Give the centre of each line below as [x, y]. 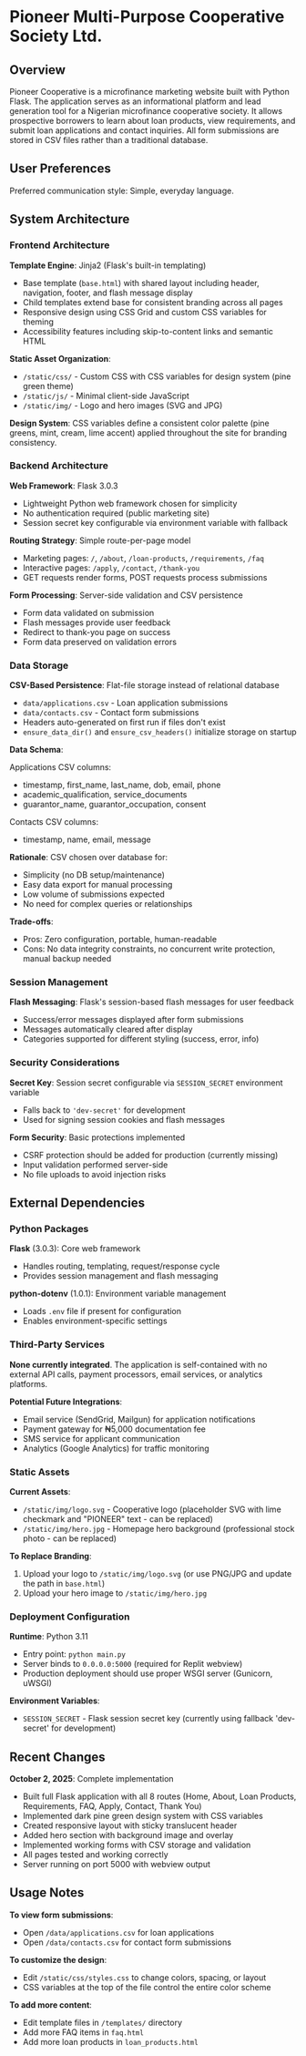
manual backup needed [67, 959]
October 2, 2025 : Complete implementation [92, 1779]
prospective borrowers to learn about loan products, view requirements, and [153, 121]
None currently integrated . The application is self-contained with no [138, 1364]
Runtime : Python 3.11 [49, 1637]
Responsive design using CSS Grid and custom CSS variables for [144, 312]
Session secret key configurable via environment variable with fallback [155, 522]
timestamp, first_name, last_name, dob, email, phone [122, 785]
